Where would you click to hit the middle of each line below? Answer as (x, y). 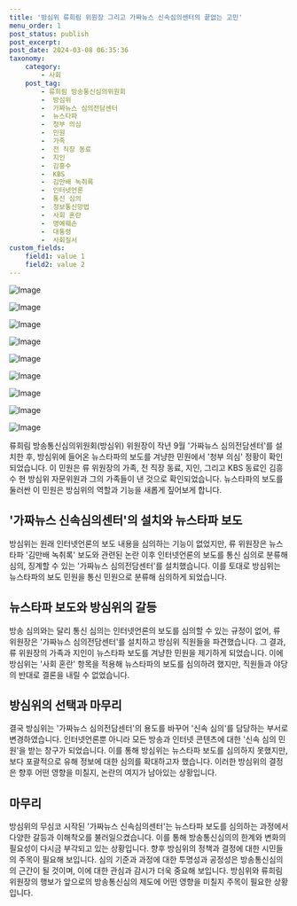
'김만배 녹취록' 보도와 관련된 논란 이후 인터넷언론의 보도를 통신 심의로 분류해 (156, 554)
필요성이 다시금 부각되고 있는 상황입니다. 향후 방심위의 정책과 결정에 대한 (134, 848)
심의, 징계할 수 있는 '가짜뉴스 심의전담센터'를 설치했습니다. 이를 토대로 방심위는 (145, 566)
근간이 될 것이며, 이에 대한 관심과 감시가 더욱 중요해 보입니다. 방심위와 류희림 (151, 871)
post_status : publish (49, 34)
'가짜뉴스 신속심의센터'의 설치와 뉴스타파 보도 (126, 521)
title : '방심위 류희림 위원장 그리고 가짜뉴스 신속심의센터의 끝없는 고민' (126, 17)
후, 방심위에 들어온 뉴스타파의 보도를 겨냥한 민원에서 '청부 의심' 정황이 (146, 457)
